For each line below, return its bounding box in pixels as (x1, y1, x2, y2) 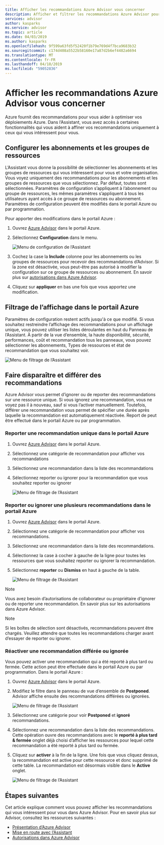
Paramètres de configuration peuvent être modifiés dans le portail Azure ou (5, 201, 157, 207)
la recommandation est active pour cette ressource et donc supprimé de (12, 757, 158, 763)
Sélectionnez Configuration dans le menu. (12, 235, 99, 240)
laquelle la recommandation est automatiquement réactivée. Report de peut (5, 412, 157, 419)
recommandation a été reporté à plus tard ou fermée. (12, 743, 119, 749)
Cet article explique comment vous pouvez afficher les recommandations (5, 804, 152, 810)
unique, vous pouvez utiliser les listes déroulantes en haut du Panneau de (5, 327, 153, 332)
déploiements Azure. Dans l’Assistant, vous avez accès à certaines (5, 119, 139, 125)
